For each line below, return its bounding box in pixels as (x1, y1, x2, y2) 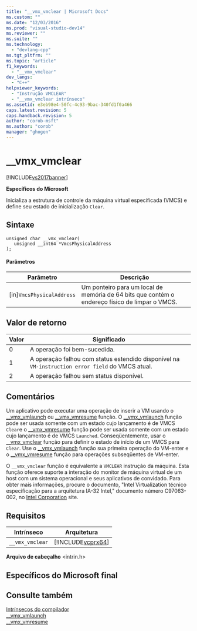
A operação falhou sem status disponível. (29, 371, 144, 380)
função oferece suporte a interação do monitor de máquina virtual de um (6, 469, 182, 476)
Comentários (6, 392, 55, 402)
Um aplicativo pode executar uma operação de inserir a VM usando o (6, 407, 174, 414)
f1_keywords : (6, 63, 38, 69)
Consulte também (6, 590, 73, 600)
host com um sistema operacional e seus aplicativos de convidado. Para (6, 475, 181, 482)
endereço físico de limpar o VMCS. (81, 298, 178, 306)
